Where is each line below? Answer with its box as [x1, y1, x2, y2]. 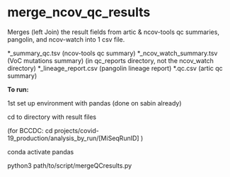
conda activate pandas [7, 147, 74, 156]
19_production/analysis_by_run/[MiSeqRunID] [7, 134, 139, 142]
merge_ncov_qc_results [7, 4, 151, 21]
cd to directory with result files [7, 113, 97, 121]
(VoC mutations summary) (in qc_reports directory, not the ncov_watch [7, 56, 214, 64]
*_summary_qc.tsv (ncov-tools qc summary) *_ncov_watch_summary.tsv [7, 49, 218, 57]
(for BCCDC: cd [7, 126, 53, 135]
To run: [7, 85, 29, 93]
